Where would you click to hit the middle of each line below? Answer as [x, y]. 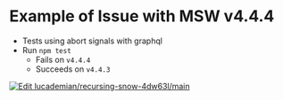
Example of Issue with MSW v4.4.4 [142, 16]
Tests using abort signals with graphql [92, 41]
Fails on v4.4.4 [63, 59]
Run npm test [46, 50]
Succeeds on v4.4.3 [73, 69]
